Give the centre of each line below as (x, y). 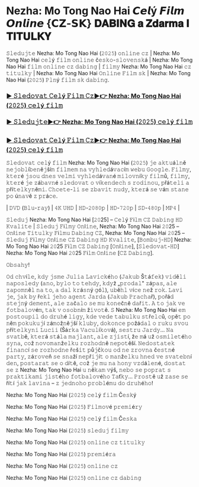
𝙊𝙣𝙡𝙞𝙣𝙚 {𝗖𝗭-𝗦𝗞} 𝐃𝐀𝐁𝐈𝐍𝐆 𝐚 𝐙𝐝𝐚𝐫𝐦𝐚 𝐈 (98, 23)
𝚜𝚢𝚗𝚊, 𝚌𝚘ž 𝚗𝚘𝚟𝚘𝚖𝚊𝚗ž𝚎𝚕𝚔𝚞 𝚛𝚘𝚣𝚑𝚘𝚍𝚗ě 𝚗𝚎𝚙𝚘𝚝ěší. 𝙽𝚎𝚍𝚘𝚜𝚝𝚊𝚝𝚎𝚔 (91, 343)
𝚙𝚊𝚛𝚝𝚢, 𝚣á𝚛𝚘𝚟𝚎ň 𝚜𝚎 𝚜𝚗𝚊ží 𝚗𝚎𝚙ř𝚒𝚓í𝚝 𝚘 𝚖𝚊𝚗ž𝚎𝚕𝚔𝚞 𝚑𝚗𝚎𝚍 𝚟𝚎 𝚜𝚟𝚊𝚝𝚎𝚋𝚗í (99, 357)
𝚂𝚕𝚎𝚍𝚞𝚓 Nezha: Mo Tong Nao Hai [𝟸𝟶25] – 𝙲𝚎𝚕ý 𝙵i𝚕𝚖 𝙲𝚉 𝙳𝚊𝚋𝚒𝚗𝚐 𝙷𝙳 (94, 220)
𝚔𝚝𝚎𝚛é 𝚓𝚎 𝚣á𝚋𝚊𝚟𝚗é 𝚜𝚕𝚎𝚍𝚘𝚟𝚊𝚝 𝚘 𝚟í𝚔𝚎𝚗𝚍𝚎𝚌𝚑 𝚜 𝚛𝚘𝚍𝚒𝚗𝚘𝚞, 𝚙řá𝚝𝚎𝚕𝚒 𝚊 (98, 183)
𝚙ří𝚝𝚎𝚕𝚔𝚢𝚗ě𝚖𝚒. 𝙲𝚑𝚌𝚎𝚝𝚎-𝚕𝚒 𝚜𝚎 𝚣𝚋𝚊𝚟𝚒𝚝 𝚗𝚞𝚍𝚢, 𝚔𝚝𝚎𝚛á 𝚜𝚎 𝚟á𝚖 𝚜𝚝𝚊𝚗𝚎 (98, 189)
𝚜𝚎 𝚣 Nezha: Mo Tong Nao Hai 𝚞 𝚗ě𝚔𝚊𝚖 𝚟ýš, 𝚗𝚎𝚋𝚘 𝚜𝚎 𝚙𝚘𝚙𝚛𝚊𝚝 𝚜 (89, 370)
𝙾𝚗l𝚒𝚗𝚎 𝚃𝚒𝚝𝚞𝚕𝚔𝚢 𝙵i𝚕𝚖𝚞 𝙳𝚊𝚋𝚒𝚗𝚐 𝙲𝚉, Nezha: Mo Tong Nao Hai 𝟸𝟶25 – (95, 233)
